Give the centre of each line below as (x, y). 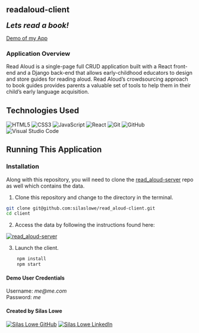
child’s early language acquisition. (48, 92)
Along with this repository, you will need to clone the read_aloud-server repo (100, 179)
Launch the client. (37, 248)
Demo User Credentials (36, 278)
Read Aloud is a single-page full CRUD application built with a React (89, 66)
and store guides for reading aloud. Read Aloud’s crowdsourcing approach (97, 79)
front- (181, 66)
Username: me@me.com (37, 291)
